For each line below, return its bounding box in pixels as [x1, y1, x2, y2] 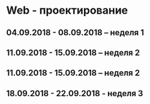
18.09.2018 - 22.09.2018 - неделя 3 [6, 88, 143, 99]
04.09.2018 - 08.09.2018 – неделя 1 [6, 27, 145, 38]
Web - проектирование [6, 4, 128, 17]
